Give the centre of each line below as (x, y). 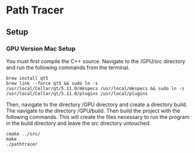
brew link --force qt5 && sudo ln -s (52, 83)
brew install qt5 (27, 78)
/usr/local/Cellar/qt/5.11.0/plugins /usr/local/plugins (77, 93)
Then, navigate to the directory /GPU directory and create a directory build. (97, 104)
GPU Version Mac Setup (41, 49)
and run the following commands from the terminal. (68, 67)
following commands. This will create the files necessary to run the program (98, 117)
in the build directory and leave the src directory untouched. (78, 123)
